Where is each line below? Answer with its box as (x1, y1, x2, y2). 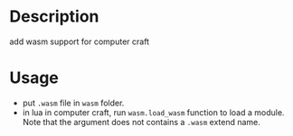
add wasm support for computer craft (9, 36, 150, 47)
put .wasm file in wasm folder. (22, 97, 125, 108)
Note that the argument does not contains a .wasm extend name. (22, 116, 260, 127)
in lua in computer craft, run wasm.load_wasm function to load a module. (22, 106, 285, 118)
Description (9, 6, 99, 27)
